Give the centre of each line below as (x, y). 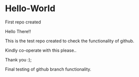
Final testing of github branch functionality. (48, 69)
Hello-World (30, 9)
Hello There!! (18, 31)
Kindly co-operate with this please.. (41, 50)
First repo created (23, 22)
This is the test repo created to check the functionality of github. (70, 41)
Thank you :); (18, 59)
